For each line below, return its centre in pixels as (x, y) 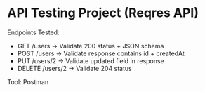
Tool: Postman (28, 81)
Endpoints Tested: (33, 32)
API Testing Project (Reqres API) (103, 13)
